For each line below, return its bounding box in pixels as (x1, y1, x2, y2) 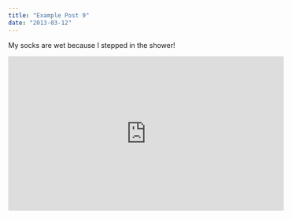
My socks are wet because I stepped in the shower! (8, 40, 176, 49)
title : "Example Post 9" (8, 11, 90, 20)
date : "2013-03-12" (8, 19, 72, 27)
